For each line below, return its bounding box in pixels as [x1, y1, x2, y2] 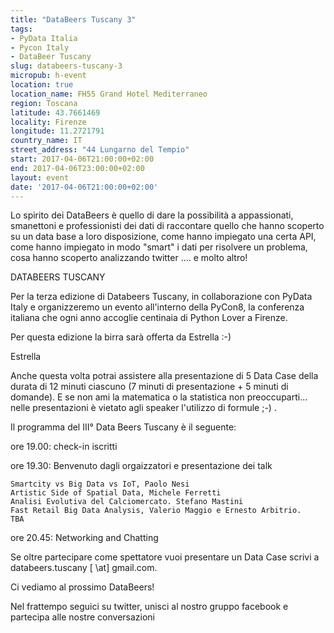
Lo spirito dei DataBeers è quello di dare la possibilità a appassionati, [10, 209, 294, 221]
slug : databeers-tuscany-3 [10, 61, 123, 71]
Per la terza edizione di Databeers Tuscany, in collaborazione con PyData [10, 291, 313, 303]
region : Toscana [10, 98, 78, 108]
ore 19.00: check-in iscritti [10, 441, 118, 453]
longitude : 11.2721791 [10, 126, 105, 136]
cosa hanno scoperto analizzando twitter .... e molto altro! [10, 252, 248, 264]
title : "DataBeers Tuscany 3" [10, 14, 137, 25]
